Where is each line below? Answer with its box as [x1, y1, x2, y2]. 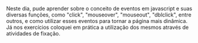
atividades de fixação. [6, 30, 61, 37]
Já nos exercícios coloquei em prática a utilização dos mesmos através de [6, 24, 189, 31]
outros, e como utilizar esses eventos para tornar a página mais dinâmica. [6, 18, 188, 24]
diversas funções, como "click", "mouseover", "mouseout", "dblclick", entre [6, 11, 192, 18]
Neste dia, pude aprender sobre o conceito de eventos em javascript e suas [6, 5, 193, 12]
